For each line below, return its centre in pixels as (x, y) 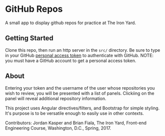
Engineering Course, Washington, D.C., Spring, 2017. (58, 128)
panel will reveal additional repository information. (56, 98)
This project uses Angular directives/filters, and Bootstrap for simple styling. (82, 108)
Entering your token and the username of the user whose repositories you (80, 88)
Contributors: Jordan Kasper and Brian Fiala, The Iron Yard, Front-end (76, 123)
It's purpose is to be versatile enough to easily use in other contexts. (75, 113)
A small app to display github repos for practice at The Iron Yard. (71, 23)
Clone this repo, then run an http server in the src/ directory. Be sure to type (83, 50)
